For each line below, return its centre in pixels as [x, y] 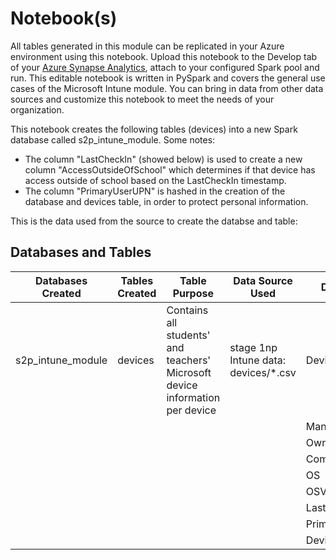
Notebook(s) [64, 18]
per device [191, 410]
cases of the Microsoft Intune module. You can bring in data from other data [167, 88]
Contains [187, 310]
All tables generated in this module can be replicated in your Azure [147, 46]
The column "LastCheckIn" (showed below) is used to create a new [163, 159]
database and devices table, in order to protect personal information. [166, 201]
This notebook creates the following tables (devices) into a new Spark [154, 129]
